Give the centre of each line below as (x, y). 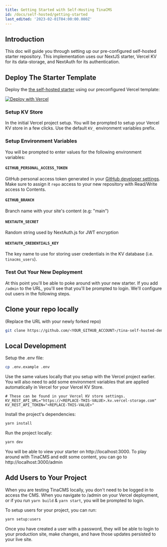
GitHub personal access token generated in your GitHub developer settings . (83, 179)
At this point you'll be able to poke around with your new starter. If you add (82, 283)
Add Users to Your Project (46, 478)
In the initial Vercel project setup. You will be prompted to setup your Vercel (82, 123)
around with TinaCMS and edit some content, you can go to (66, 457)
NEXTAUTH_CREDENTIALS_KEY (32, 243)
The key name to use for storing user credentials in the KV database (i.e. (79, 254)
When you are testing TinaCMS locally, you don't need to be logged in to (80, 490)
